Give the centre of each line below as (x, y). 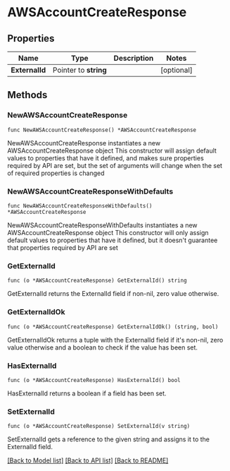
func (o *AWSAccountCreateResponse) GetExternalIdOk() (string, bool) (113, 327)
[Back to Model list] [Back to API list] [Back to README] (88, 460)
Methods (27, 95)
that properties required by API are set (63, 247)
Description (134, 58)
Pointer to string (79, 70)
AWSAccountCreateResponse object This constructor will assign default (112, 150)
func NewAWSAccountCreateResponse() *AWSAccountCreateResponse (102, 130)
